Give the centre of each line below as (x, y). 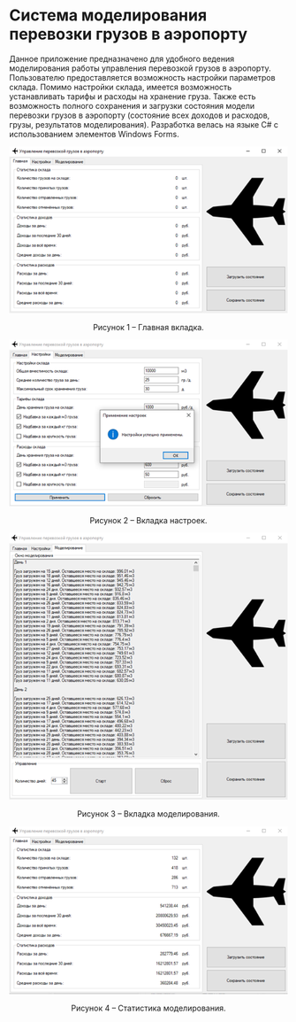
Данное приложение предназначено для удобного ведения (122, 58)
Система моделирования (108, 15)
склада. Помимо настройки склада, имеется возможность (121, 87)
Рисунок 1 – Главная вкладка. (148, 328)
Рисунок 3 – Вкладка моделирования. (148, 813)
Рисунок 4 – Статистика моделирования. (148, 1008)
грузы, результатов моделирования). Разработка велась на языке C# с (144, 124)
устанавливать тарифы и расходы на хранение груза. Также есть (133, 96)
